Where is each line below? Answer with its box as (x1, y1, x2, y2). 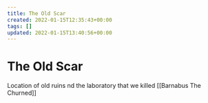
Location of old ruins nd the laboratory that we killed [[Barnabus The (7, 82, 202, 90)
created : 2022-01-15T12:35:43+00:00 (7, 16, 112, 23)
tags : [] (7, 23, 32, 30)
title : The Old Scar (7, 10, 67, 17)
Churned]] (7, 89, 37, 97)
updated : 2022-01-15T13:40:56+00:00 (7, 29, 112, 36)
